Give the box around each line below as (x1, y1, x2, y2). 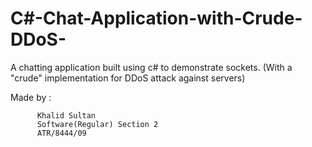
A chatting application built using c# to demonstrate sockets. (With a (10, 61, 293, 73)
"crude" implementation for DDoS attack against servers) (10, 72, 246, 84)
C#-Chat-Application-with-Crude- (10, 7, 303, 30)
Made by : (10, 91, 52, 103)
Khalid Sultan (36, 110, 97, 121)
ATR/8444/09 (36, 128, 87, 138)
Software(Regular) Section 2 (36, 119, 159, 129)
